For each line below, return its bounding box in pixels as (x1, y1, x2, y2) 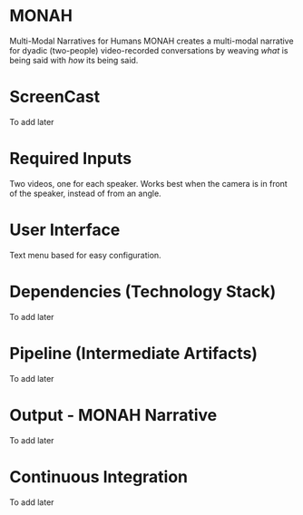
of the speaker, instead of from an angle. (9, 188, 161, 199)
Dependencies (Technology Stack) (9, 281, 277, 302)
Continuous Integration (9, 466, 189, 487)
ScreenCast (9, 87, 101, 107)
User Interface (9, 219, 121, 240)
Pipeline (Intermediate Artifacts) (9, 343, 259, 364)
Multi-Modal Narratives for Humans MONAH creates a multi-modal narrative (9, 35, 294, 46)
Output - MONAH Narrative (9, 404, 218, 425)
